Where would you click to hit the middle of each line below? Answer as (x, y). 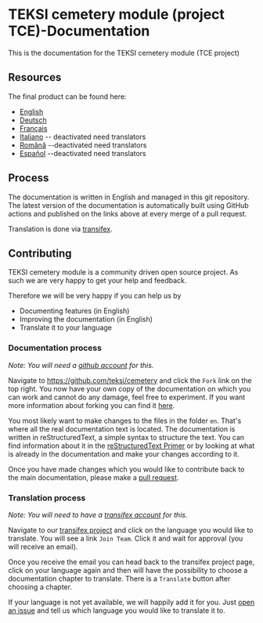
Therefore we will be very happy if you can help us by (95, 296)
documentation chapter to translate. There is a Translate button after (119, 578)
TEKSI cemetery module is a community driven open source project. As (123, 272)
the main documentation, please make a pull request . (94, 477)
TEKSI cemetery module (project (117, 15)
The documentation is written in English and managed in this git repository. (129, 197)
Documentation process (55, 348)
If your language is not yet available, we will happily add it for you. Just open (131, 602)
